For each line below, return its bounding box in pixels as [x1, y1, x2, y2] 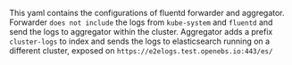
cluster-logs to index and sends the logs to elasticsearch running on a [9, 36, 271, 46]
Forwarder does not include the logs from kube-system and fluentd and [9, 17, 273, 28]
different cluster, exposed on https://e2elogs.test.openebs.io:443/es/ [9, 45, 273, 56]
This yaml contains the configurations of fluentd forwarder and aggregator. [9, 8, 285, 18]
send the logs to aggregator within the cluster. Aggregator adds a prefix [9, 27, 273, 37]
